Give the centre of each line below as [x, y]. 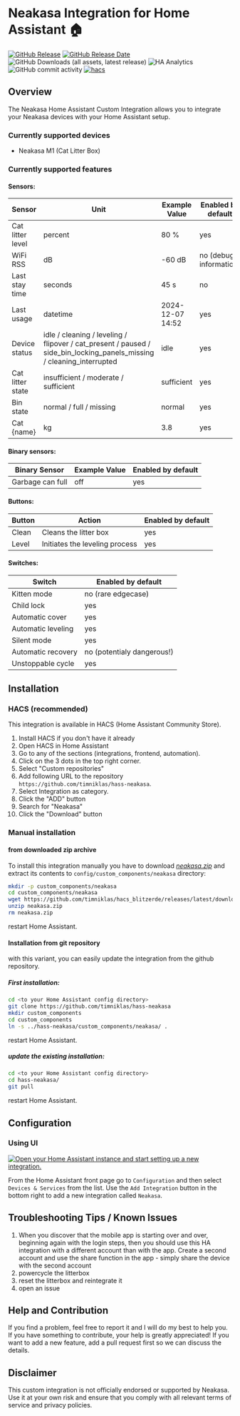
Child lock [28, 605]
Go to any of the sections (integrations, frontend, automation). [109, 754]
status [22, 353]
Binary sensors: [32, 451]
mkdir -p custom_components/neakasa [62, 886]
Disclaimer [32, 1373]
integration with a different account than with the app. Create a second [122, 1250]
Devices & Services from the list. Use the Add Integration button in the [113, 1188]
